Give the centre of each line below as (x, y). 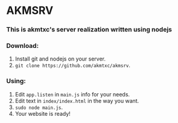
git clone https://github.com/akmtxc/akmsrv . (73, 65)
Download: (23, 46)
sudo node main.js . (39, 107)
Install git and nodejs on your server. (60, 59)
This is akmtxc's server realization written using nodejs (89, 30)
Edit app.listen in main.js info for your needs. (72, 94)
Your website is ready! (43, 113)
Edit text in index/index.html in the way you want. (77, 101)
